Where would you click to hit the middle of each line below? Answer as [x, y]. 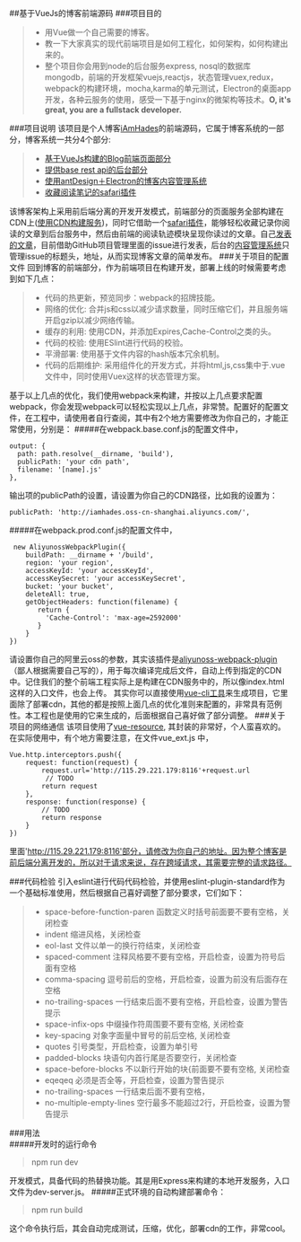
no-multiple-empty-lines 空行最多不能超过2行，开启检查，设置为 [164, 1102]
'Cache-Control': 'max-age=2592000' [113, 618]
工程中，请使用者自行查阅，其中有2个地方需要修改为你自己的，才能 [157, 418]
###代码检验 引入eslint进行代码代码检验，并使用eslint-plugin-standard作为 [147, 881]
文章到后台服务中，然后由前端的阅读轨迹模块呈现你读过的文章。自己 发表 [158, 233]
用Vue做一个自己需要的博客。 [99, 32]
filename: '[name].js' [60, 470]
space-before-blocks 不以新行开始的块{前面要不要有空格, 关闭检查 [167, 1069]
